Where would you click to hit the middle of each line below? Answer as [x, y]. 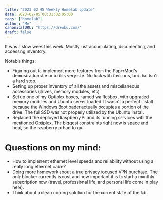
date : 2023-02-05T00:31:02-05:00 [39, 14]
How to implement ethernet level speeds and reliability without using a [83, 161]
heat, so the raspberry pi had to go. [48, 128]
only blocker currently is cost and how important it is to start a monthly [83, 176]
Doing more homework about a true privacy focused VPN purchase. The [85, 172]
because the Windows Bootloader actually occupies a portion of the [81, 107]
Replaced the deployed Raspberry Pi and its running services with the [82, 117]
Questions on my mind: [53, 148]
